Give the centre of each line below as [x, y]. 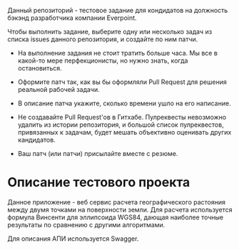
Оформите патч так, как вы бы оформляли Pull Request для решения [122, 82]
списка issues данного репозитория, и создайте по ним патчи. [103, 39]
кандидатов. [36, 140]
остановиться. [40, 68]
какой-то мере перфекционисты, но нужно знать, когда [103, 61]
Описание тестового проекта [99, 183]
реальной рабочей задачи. [59, 89]
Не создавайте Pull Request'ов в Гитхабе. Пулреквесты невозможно [122, 117]
